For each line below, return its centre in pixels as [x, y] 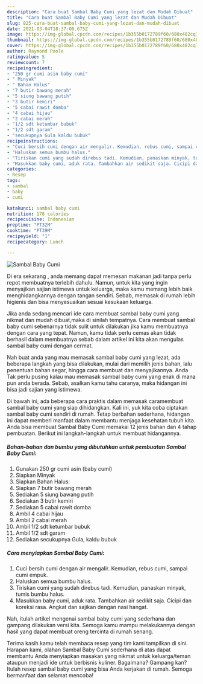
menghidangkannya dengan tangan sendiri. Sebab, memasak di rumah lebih [101, 295]
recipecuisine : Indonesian [41, 219]
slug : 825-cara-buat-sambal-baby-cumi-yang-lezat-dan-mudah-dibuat [93, 23]
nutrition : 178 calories [38, 214]
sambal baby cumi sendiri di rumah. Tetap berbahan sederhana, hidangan [98, 414]
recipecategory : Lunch [35, 242]
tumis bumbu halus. [40, 594]
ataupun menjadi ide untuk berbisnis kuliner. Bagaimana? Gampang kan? [97, 662]
